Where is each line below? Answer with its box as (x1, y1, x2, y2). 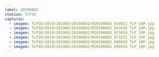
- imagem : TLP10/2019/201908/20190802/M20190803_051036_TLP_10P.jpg (9, 26, 155, 31)
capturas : (4, 16, 25, 21)
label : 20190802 (4, 7, 38, 12)
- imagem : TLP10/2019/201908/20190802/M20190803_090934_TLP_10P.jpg (9, 44, 155, 49)
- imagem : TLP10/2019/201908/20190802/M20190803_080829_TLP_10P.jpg (9, 40, 155, 45)
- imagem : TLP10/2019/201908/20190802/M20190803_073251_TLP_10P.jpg (9, 35, 155, 40)
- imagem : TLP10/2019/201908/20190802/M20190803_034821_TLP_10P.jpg (9, 21, 155, 26)
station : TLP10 (4, 12, 36, 17)
